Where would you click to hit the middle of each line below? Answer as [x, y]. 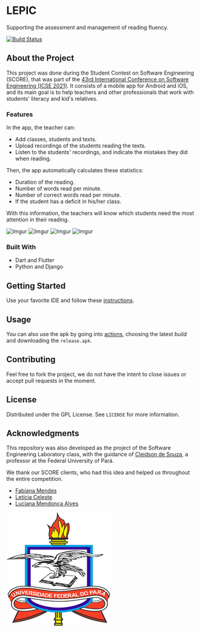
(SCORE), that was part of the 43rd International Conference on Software [98, 79]
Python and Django [39, 267]
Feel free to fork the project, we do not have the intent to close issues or [96, 374]
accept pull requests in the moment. [51, 380]
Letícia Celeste [34, 497]
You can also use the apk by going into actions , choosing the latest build [97, 334]
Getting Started [36, 286]
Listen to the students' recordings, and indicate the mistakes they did [101, 152]
